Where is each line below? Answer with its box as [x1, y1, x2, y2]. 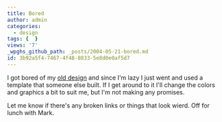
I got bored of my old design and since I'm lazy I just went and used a [7, 73, 203, 82]
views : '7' [7, 42, 38, 49]
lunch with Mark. [7, 108, 55, 117]
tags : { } [7, 36, 38, 42]
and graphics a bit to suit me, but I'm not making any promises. [7, 88, 185, 96]
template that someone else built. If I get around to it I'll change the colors [7, 80, 216, 89]
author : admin [7, 16, 48, 23]
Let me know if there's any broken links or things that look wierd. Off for [7, 101, 210, 110]
